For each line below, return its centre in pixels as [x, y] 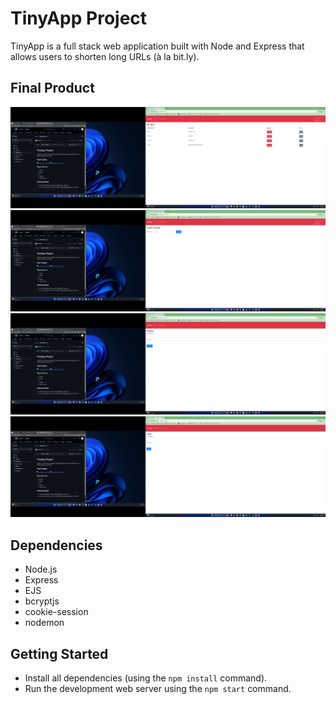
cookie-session [56, 612]
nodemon [44, 623]
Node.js [41, 569]
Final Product [52, 88]
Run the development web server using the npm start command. [158, 689]
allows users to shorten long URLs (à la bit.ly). [105, 56]
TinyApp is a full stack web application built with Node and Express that [157, 46]
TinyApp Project [79, 18]
